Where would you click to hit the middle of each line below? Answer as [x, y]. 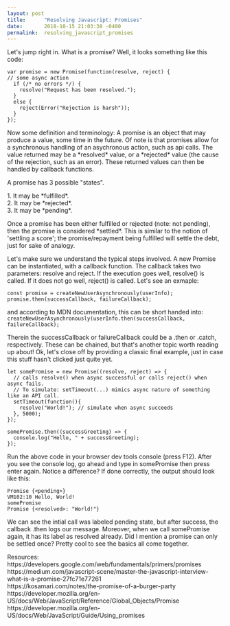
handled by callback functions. [50, 170]
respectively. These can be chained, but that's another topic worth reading [113, 345]
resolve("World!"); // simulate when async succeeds [96, 408]
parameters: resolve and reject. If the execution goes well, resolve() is [106, 274]
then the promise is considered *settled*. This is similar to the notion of [107, 231]
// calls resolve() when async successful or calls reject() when [110, 378]
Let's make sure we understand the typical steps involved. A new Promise [112, 259]
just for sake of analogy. [41, 246]
